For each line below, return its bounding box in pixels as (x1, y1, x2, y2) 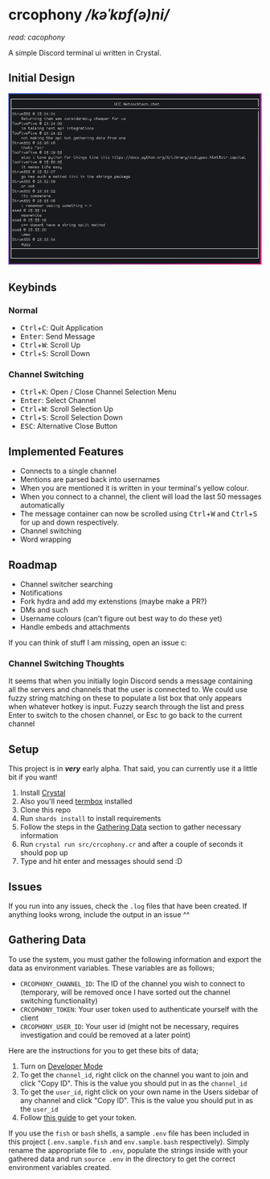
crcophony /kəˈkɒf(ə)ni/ (8, 6, 170, 24)
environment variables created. (8, 1162, 112, 1172)
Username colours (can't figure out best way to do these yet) (19, 614, 223, 624)
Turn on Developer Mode (19, 1061, 103, 1071)
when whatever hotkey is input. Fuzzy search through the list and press (8, 702, 245, 712)
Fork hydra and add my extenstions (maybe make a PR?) (19, 596, 207, 606)
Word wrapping (19, 534, 72, 545)
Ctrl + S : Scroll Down (19, 349, 91, 359)
